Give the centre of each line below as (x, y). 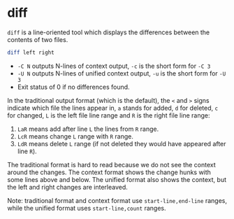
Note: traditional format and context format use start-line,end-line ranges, (117, 200)
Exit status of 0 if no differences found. (74, 87)
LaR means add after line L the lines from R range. (88, 129)
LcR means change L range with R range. (75, 136)
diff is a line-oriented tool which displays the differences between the (109, 32)
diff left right (31, 52)
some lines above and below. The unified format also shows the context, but (117, 179)
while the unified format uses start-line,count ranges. (87, 208)
